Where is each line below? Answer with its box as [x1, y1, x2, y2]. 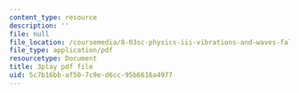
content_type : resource [9, 12, 98, 22]
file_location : [9, 37, 66, 47]
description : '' [9, 21, 69, 30]
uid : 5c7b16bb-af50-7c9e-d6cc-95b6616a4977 [9, 71, 174, 80]
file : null [9, 29, 50, 38]
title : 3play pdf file [9, 63, 93, 72]
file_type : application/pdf [9, 46, 114, 55]
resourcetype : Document [9, 54, 98, 63]
